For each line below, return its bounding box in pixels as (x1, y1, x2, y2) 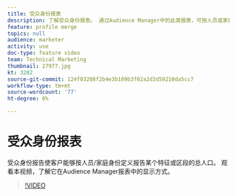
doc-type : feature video (7, 50, 80, 57)
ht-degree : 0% (7, 96, 49, 103)
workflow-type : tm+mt (7, 82, 71, 89)
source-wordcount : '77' (7, 89, 78, 96)
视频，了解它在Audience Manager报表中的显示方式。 (19, 166, 174, 176)
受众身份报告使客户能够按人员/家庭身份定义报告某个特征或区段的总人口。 (7, 158, 220, 166)
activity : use (7, 43, 49, 50)
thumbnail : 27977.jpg (7, 63, 71, 70)
